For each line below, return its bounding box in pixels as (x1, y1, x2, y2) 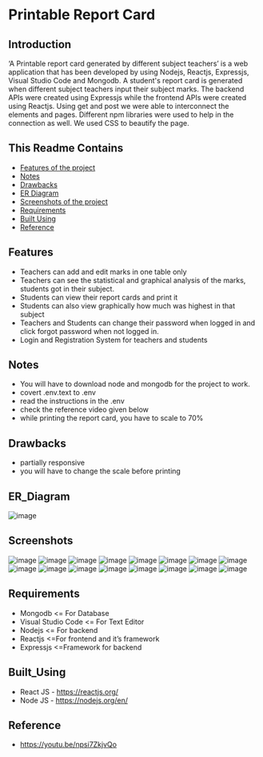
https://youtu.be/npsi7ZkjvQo (19, 739, 118, 750)
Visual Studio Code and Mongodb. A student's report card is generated (8, 76, 243, 85)
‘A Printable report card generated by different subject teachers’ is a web (8, 58, 249, 68)
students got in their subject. (19, 284, 114, 293)
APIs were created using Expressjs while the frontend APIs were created (8, 93, 247, 102)
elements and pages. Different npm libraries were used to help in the (8, 110, 234, 119)
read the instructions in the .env (19, 397, 126, 406)
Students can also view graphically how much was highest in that (19, 300, 236, 310)
